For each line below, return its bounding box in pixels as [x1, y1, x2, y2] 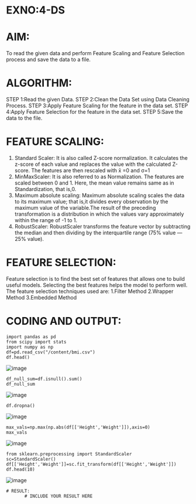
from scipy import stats [6, 339, 67, 345]
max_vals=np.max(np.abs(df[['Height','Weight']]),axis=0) [6, 424, 150, 430]
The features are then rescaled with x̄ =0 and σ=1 [31, 167, 150, 173]
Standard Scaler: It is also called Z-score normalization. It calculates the [14, 155, 188, 161]
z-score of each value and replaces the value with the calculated [14, 161, 171, 168]
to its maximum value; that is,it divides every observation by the [14, 198, 169, 205]
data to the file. [6, 115, 43, 122]
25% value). [14, 236, 44, 242]
